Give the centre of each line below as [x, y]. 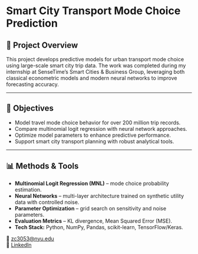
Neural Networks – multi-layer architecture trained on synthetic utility [99, 196]
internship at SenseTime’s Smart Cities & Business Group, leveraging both [95, 72]
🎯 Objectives [30, 108]
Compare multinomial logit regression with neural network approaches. [101, 128]
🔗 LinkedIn [19, 245]
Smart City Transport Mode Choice [93, 11]
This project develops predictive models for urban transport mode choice [95, 59]
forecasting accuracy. [32, 84]
